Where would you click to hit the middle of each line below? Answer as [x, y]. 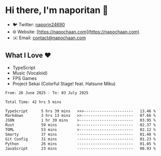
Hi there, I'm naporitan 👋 [57, 10]
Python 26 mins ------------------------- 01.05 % [80, 144]
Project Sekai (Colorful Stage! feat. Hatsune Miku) [64, 84]
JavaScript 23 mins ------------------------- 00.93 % [80, 148]
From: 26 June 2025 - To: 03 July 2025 [47, 93]
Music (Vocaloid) [30, 73]
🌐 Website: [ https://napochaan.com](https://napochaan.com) [76, 32]
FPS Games [25, 78]
